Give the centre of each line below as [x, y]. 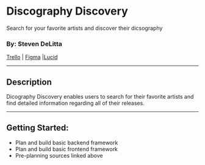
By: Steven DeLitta [34, 44]
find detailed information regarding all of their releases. [75, 103]
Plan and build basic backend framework [67, 142]
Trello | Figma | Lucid [32, 57]
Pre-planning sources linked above [59, 155]
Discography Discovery [67, 11]
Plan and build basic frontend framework [66, 149]
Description [29, 82]
